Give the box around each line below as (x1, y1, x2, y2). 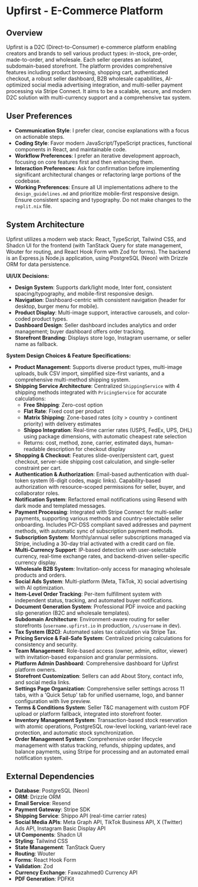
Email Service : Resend (14, 800, 71, 807)
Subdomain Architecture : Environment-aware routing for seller (14, 615, 170, 622)
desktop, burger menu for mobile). (14, 303, 99, 310)
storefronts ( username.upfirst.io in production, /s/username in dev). (14, 622, 181, 629)
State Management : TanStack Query (14, 844, 106, 851)
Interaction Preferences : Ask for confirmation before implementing (14, 164, 180, 171)
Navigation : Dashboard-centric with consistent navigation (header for (14, 296, 186, 303)
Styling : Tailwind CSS (14, 838, 68, 845)
